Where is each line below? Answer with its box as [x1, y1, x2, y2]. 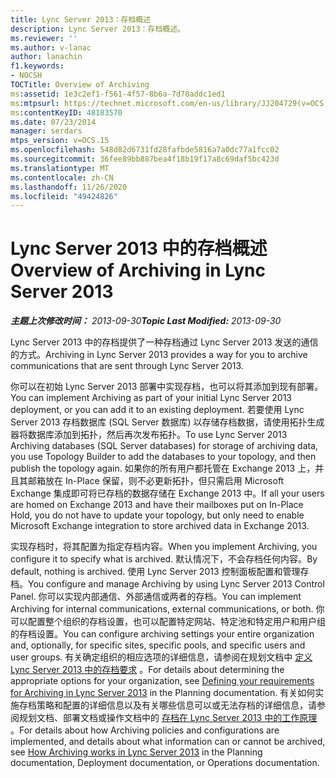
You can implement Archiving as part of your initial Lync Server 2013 [10, 392, 292, 404]
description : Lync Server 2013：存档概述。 [10, 24, 185, 34]
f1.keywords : [10, 61, 65, 71]
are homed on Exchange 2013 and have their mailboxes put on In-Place [10, 499, 304, 511]
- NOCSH [10, 71, 43, 81]
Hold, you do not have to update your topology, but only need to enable [10, 509, 305, 521]
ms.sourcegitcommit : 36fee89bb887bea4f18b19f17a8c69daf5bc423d [10, 154, 280, 164]
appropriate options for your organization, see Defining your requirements [10, 675, 315, 687]
